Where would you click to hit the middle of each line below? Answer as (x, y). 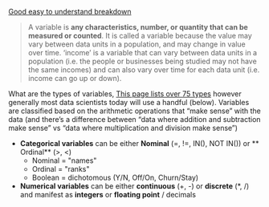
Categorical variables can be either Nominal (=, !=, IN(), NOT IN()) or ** (139, 143)
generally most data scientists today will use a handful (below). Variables (129, 102)
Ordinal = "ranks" (61, 169)
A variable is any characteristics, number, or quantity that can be (138, 27)
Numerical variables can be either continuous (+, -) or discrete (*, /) (134, 186)
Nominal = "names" (64, 160)
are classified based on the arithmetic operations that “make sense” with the (134, 111)
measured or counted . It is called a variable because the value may (140, 36)
